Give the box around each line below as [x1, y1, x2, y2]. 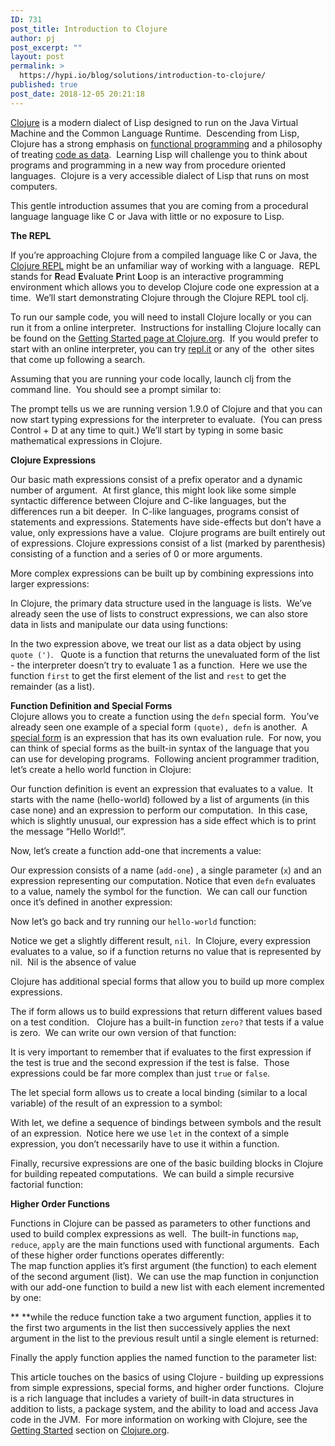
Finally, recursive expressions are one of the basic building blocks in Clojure [10, 1157, 324, 1169]
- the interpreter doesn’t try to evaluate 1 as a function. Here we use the [10, 659, 308, 671]
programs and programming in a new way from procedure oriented [10, 159, 287, 171]
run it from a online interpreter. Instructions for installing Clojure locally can [10, 321, 322, 333]
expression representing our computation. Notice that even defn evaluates [10, 874, 316, 886]
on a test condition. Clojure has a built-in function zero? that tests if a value [10, 1016, 325, 1028]
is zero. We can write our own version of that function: [10, 1026, 237, 1038]
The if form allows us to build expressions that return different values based [10, 1005, 323, 1017]
